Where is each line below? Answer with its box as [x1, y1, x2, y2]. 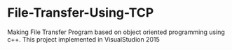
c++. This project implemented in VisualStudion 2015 [7, 35, 160, 43]
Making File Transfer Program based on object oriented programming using [7, 28, 226, 36]
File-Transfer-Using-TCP [7, 5, 154, 21]
